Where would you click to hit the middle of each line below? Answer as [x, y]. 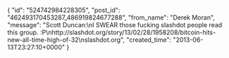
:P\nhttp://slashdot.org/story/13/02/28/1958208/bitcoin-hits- [128, 32]
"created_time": [149, 40]
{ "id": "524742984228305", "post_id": [64, 10]
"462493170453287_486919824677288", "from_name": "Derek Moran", [111, 17]
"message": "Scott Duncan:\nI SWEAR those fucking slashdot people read [115, 25]
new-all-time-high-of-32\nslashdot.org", [66, 40]
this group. [23, 32]
